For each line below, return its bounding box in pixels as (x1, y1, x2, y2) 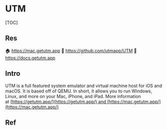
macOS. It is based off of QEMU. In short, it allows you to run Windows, (5, 88, 152, 94)
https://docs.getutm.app (5, 54, 56, 60)
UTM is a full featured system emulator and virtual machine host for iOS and (5, 82, 162, 88)
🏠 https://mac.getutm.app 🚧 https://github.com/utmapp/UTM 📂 (5, 47, 137, 53)
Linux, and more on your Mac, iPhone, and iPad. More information (5, 93, 141, 99)
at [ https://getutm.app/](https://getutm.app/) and (5, 98, 106, 104)
